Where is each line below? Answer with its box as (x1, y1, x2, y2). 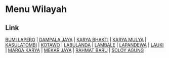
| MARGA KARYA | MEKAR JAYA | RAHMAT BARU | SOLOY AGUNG (5, 47, 144, 53)
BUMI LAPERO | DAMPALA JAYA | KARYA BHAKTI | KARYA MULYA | (5, 36, 147, 42)
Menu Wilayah (5, 3, 67, 15)
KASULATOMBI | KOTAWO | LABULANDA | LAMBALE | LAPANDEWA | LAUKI (5, 42, 164, 48)
